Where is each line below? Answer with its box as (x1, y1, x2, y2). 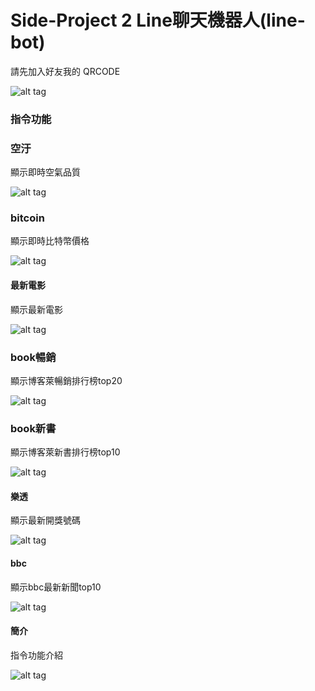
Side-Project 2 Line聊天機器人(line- (10, 9, 306, 32)
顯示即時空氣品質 (10, 166, 81, 178)
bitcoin (10, 211, 45, 225)
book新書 (10, 421, 57, 435)
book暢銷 (10, 350, 57, 364)
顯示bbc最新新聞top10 (10, 581, 102, 593)
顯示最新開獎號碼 (10, 514, 81, 526)
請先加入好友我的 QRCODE (10, 65, 121, 77)
